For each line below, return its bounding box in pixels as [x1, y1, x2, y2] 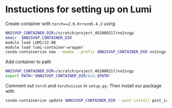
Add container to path [5, 59, 52, 65]
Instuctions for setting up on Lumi [5, 4, 152, 15]
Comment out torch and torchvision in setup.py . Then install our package [5, 83, 162, 89]
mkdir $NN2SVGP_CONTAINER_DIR [5, 35, 72, 40]
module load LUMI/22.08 [5, 40, 56, 45]
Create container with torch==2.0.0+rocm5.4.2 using [5, 20, 116, 27]
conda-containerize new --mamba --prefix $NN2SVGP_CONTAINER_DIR [5, 50, 147, 55]
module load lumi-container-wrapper [5, 45, 83, 50]
